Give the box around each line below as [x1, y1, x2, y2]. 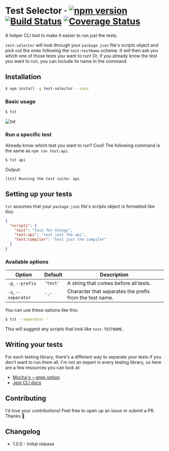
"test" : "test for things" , [14, 228, 73, 233]
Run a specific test [5, 131, 52, 138]
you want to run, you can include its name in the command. [5, 58, 128, 64]
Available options [5, 258, 49, 265]
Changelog [5, 427, 41, 436]
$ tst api [5, 157, 26, 163]
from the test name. [67, 294, 114, 301]
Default [44, 272, 63, 279]
